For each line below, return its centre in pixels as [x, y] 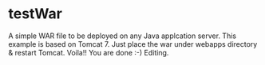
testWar [35, 14]
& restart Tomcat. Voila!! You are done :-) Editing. [89, 52]
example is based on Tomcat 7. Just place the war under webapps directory [133, 44]
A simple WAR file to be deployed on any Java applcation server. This [123, 36]
